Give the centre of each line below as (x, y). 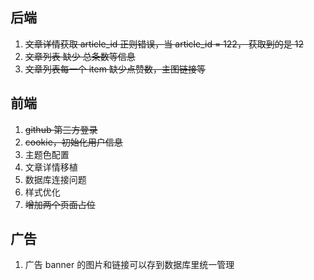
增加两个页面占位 (60, 204)
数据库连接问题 (55, 179)
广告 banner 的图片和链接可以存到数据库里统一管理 (129, 265)
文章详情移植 (51, 167)
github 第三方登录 (61, 129)
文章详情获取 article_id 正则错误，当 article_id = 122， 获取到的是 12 (164, 44)
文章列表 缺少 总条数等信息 (80, 56)
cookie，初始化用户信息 (73, 142)
